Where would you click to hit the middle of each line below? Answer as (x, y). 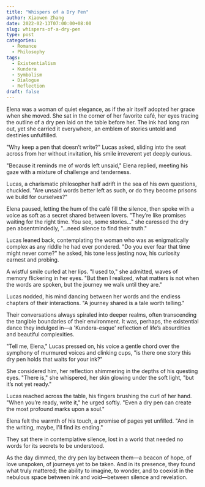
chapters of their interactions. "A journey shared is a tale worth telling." (95, 303)
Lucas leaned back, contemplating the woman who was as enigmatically (98, 240)
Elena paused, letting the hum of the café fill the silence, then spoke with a (100, 208)
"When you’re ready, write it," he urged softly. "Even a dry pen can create (99, 402)
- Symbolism (27, 75)
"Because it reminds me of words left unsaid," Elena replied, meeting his (97, 165)
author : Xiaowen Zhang (35, 18)
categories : (21, 40)
